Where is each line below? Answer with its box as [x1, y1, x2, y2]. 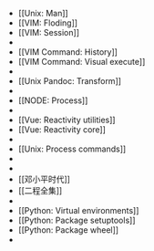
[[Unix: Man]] [17, 8, 68, 18]
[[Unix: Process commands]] [17, 143, 127, 154]
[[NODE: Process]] [17, 95, 88, 106]
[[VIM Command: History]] [17, 47, 118, 58]
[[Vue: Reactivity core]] [17, 124, 107, 135]
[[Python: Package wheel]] [17, 225, 119, 235]
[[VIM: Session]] [17, 27, 80, 37]
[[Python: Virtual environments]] [17, 205, 139, 215]
